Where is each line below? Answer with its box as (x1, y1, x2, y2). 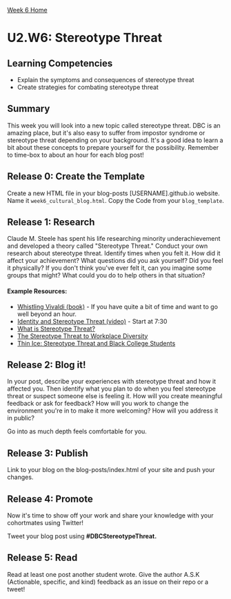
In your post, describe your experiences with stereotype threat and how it (7, 377, 216, 386)
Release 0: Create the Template (7, 170, 145, 182)
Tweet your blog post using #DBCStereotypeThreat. (7, 532, 157, 540)
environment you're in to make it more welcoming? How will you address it (7, 406, 219, 415)
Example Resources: (7, 287, 68, 295)
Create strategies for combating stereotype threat (17, 83, 159, 91)
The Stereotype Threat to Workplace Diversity (17, 331, 148, 340)
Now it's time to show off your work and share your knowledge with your (7, 511, 214, 520)
